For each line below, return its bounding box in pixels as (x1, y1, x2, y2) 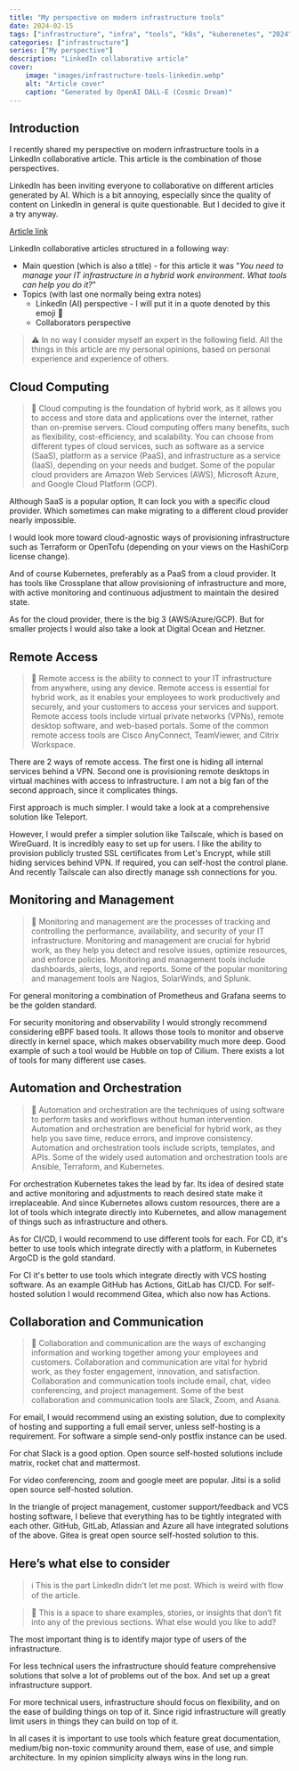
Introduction (9, 120, 80, 135)
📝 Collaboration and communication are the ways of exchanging (30, 1338, 267, 1349)
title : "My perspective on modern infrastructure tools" (9, 12, 225, 22)
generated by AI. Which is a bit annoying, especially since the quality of (9, 190, 271, 200)
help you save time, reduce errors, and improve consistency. (30, 1132, 254, 1143)
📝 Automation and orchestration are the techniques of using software (30, 1104, 285, 1114)
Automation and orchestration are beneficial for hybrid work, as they (30, 1123, 282, 1134)
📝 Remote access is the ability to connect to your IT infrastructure (30, 673, 272, 683)
